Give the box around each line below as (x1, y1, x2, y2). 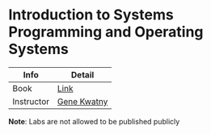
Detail (71, 69, 95, 80)
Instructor (12, 95, 50, 107)
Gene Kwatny (57, 95, 108, 107)
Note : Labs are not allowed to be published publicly (8, 116, 180, 126)
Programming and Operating (8, 23, 204, 41)
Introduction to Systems (8, 6, 174, 24)
